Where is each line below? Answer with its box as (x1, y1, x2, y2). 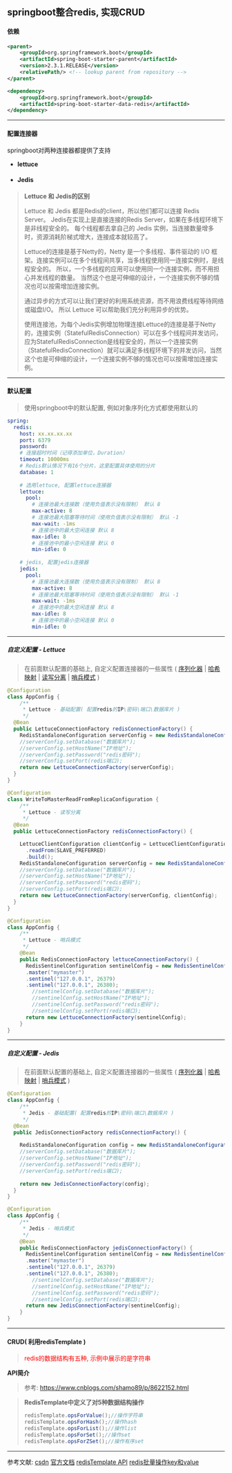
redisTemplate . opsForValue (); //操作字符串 (23, 1412, 144, 1419)
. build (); (25, 853, 54, 860)
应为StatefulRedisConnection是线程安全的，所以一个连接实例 (23, 337, 198, 345)
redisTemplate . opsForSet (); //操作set (23, 1431, 131, 1438)
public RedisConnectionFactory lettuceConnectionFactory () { (19, 956, 199, 963)
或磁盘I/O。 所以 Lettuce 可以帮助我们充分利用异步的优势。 (23, 305, 193, 314)
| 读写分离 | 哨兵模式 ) (37, 673, 100, 681)
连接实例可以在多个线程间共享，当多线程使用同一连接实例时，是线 (36, 255, 224, 264)
